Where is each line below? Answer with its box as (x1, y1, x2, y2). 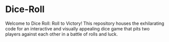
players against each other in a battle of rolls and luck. (5, 31, 118, 37)
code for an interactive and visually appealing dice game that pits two (5, 25, 150, 31)
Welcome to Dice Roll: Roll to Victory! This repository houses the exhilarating (5, 20, 164, 26)
